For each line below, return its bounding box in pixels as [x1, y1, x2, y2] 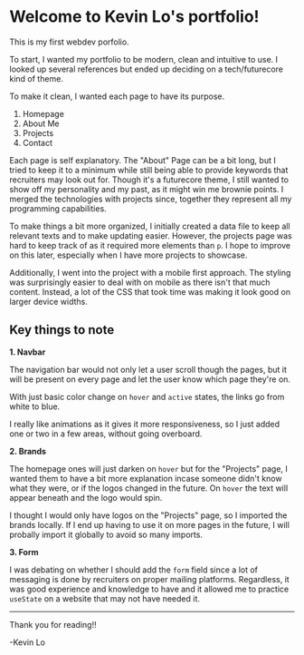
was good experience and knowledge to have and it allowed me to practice [9, 583, 290, 594]
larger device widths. [9, 296, 88, 307]
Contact [22, 137, 52, 148]
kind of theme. [9, 73, 63, 83]
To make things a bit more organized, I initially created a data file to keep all [9, 220, 291, 231]
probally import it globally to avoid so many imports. [9, 529, 204, 540]
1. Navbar [9, 347, 46, 357]
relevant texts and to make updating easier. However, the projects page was [9, 230, 292, 241]
